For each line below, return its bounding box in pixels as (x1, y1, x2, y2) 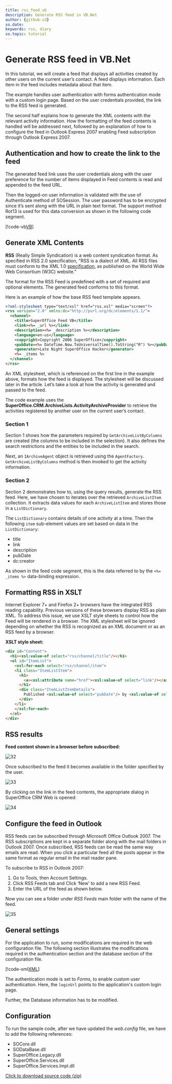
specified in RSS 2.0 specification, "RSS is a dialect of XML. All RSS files (5, 258, 158, 264)
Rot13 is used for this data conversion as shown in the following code (5, 208, 151, 214)
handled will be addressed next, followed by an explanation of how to (5, 123, 152, 129)
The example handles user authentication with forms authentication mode (5, 91, 161, 98)
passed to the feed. (5, 387, 47, 393)
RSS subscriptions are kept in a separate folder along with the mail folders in (5, 839, 166, 845)
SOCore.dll (12, 1041, 36, 1047)
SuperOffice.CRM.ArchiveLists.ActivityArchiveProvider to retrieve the (5, 402, 157, 408)
